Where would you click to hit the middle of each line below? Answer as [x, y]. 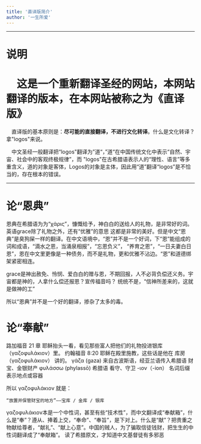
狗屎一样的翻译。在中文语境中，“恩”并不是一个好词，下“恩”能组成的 [107, 238]
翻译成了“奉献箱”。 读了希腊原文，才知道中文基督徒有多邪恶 [90, 434]
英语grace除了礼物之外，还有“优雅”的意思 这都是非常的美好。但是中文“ [94, 231]
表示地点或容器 [25, 375]
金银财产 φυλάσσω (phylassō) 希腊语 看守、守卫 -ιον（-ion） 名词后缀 [103, 368]
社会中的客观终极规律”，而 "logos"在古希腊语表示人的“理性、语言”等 [101, 159]
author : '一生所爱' [29, 17]
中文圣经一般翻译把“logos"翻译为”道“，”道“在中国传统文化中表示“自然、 [98, 151]
